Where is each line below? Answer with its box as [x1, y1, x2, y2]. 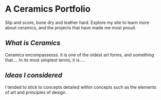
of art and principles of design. [5, 89, 67, 95]
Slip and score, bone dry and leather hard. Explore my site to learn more [5, 20, 149, 25]
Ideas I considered [5, 71, 62, 80]
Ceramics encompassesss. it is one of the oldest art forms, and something [5, 52, 154, 58]
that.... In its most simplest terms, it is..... [5, 57, 86, 63]
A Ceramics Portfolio [5, 3, 91, 15]
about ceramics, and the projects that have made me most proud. [5, 24, 136, 30]
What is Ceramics [5, 39, 61, 47]
